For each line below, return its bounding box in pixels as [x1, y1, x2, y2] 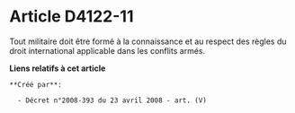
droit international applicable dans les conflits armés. [9, 45, 205, 56]
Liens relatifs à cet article [9, 63, 106, 74]
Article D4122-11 [9, 6, 134, 27]
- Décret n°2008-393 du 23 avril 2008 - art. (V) [17, 96, 207, 105]
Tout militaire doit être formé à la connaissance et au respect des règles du [9, 36, 287, 47]
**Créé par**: [9, 80, 63, 89]
